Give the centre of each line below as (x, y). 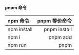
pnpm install (58, 29)
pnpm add (60, 37)
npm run (17, 45)
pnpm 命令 (16, 8)
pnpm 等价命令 (55, 21)
